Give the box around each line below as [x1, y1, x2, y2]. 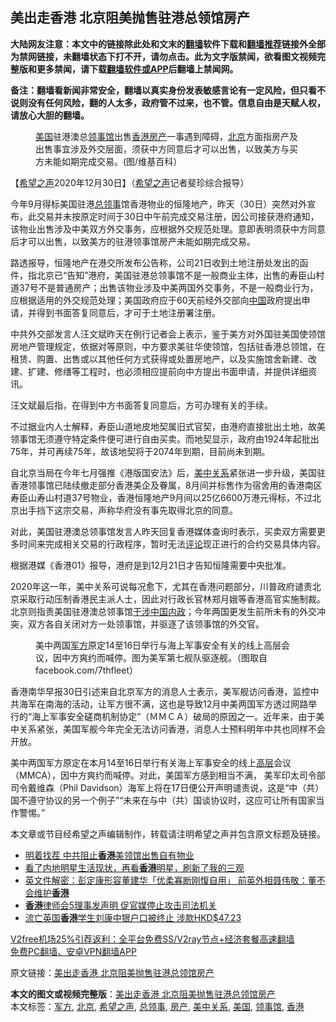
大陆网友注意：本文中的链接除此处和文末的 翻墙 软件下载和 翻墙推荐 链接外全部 [10, 38, 326, 50]
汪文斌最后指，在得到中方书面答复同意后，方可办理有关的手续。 [10, 399, 273, 411]
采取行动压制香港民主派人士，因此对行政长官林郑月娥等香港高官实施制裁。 [18, 593, 326, 605]
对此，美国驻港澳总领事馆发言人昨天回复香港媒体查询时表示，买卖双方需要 [10, 525, 317, 537]
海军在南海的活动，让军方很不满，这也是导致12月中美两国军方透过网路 [18, 698, 309, 710]
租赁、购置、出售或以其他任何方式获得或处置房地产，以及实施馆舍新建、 [10, 353, 308, 365]
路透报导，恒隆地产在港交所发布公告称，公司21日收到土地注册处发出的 [10, 256, 300, 268]
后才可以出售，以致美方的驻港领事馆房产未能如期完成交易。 [10, 235, 256, 247]
